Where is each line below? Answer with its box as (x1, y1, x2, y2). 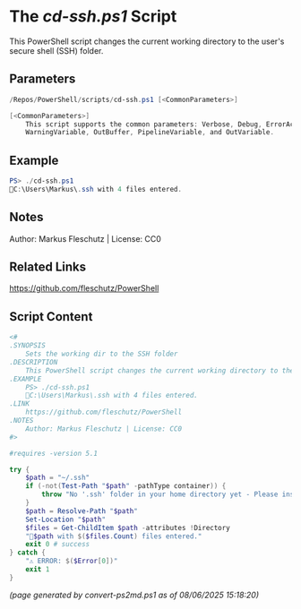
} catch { (9, 548, 47, 557)
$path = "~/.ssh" (25, 473, 90, 483)
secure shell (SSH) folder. (9, 45, 104, 56)
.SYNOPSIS (9, 341, 47, 350)
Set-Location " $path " (25, 515, 106, 524)
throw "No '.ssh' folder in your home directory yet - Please (41, 490, 279, 499)
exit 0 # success (25, 540, 90, 549)
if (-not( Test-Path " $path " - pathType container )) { (25, 482, 227, 491)
